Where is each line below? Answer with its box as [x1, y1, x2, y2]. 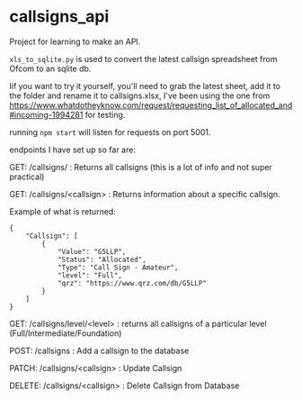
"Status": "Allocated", [57, 255, 147, 264]
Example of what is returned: [9, 205, 117, 217]
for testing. [84, 109, 126, 120]
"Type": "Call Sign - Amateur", [57, 263, 179, 272]
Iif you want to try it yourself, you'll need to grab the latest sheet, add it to [9, 80, 281, 91]
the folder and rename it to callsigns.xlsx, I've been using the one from [9, 90, 271, 101]
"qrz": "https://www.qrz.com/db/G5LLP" [57, 278, 207, 287]
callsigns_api [9, 6, 110, 27]
